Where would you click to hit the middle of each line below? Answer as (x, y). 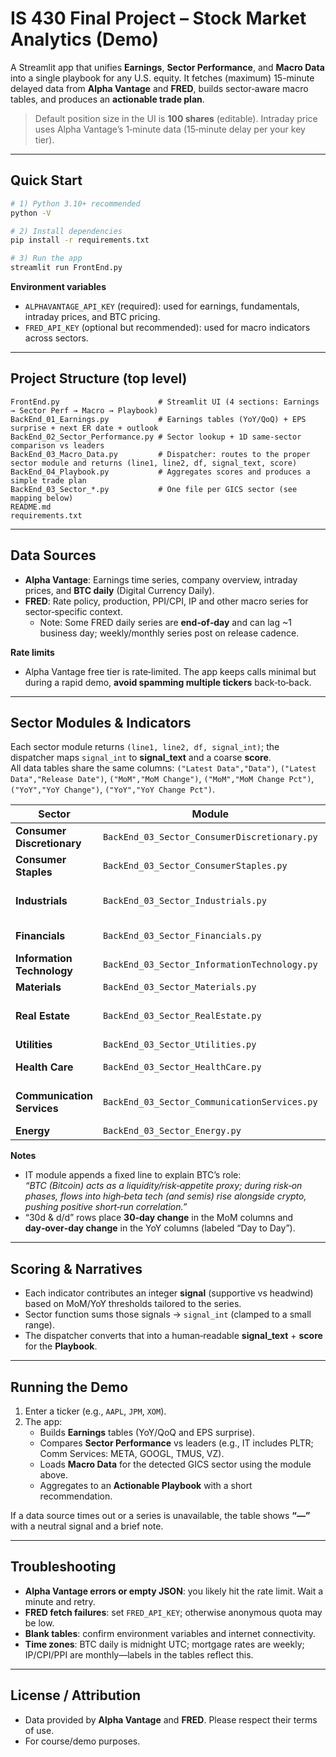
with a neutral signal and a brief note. (87, 1526)
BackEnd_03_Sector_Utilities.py (179, 1045)
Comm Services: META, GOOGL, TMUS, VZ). (132, 1454)
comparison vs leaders (57, 445)
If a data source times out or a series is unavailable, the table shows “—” (160, 1516)
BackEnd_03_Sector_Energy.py (172, 1131)
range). (39, 1325)
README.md (31, 507)
